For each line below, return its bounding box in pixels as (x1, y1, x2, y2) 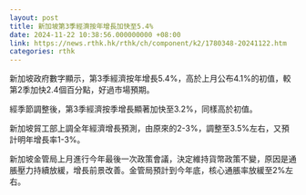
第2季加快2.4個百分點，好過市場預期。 (9, 84, 155, 95)
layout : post (9, 13, 59, 23)
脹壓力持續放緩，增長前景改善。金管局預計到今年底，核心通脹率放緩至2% (9, 165, 286, 176)
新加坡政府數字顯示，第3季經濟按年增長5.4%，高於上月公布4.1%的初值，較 (9, 73, 291, 84)
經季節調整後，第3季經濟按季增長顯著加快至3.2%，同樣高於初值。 (9, 103, 258, 114)
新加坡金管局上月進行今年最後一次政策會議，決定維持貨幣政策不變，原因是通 (9, 153, 297, 164)
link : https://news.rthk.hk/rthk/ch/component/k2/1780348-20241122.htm (9, 38, 287, 48)
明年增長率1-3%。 (16, 134, 86, 145)
